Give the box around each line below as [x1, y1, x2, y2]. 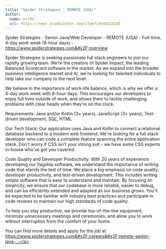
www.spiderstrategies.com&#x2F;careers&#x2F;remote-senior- [19, 233, 150, 239]
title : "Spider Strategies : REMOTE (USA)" [5, 7, 97, 12]
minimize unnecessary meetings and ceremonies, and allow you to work [5, 213, 153, 219]
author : [5, 12, 21, 17]
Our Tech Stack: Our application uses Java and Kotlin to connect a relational [5, 126, 161, 132]
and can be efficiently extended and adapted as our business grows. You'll [5, 188, 158, 194]
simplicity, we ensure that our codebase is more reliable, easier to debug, [5, 183, 155, 189]
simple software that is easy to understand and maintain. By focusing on [5, 177, 153, 183]
